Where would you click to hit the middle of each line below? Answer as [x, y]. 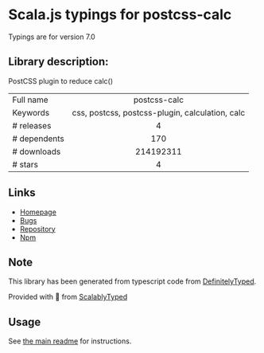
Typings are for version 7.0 [52, 37]
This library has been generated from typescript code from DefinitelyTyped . [132, 281]
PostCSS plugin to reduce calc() [61, 80]
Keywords [31, 112]
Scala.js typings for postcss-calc [120, 15]
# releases [32, 125]
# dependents [39, 139]
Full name [31, 100]
